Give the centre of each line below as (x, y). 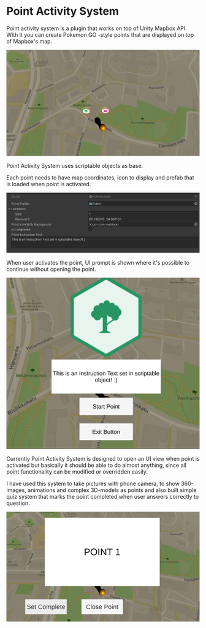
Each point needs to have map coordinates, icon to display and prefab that (100, 177)
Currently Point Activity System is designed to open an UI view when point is (103, 459)
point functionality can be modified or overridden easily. (77, 472)
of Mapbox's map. (29, 41)
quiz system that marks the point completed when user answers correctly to (103, 497)
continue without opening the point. (51, 269)
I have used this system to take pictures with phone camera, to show (93, 484)
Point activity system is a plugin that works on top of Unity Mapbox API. (97, 28)
